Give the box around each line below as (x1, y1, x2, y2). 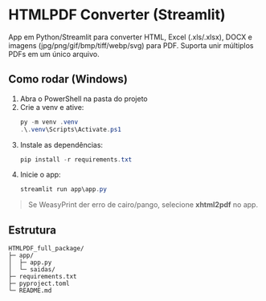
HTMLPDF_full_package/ (8, 245, 84, 253)
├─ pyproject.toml (8, 279, 70, 288)
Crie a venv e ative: (19, 102, 84, 112)
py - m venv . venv (19, 118, 79, 126)
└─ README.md (8, 287, 52, 295)
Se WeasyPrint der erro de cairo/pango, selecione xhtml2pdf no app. (27, 200, 259, 209)
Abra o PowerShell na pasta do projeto (19, 94, 148, 104)
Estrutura (8, 223, 57, 237)
